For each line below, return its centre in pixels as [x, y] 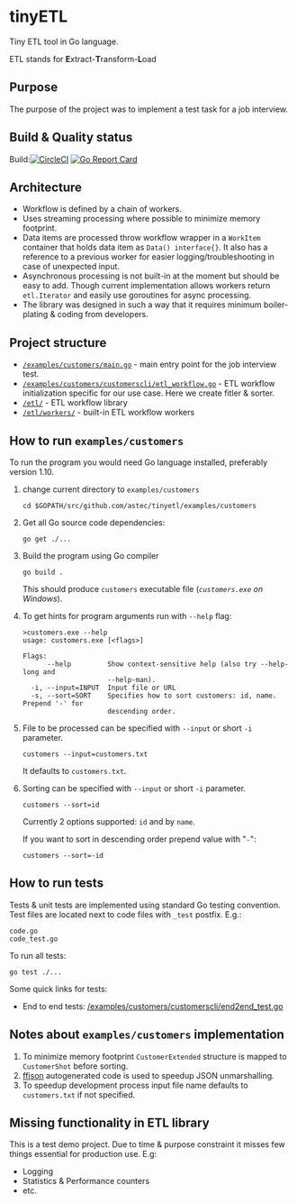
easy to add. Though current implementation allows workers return [146, 286]
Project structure [58, 343]
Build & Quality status [71, 137]
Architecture [46, 187]
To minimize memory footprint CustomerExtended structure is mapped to [154, 1056]
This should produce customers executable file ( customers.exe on [143, 589]
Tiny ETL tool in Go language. [64, 41]
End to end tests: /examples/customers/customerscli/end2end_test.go [153, 1006]
